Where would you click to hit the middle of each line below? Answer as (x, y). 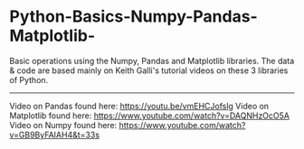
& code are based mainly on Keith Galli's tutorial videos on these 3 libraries (149, 70)
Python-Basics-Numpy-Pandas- (133, 17)
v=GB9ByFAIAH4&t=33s (55, 135)
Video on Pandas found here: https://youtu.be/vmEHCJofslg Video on (139, 106)
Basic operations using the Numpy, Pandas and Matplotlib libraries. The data (152, 61)
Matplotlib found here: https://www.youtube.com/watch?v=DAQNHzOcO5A (149, 116)
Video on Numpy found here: (63, 125)
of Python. (29, 79)
